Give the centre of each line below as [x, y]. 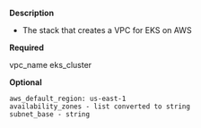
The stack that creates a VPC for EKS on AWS [107, 30]
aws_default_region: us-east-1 [68, 98]
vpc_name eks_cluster [51, 65]
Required [27, 47]
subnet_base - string [50, 115]
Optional [26, 82]
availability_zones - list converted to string [100, 107]
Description [32, 13]
